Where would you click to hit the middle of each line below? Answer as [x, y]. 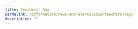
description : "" [22, 19]
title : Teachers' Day [27, 10]
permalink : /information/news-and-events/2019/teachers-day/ [69, 14]
